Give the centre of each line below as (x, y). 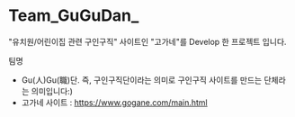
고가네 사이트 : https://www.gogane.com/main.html (114, 102)
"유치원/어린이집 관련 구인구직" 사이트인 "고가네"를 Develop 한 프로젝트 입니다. (147, 41)
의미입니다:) (52, 91)
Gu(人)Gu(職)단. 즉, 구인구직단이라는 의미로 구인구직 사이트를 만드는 (142, 80)
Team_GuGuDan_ (74, 16)
